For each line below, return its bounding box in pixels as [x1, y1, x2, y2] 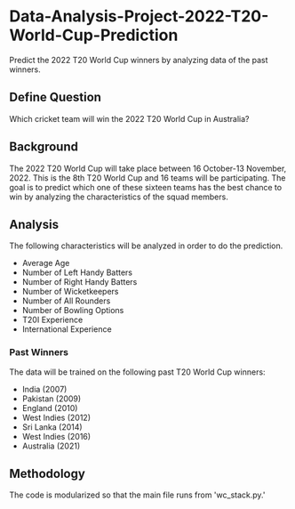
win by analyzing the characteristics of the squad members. [9, 191, 228, 202]
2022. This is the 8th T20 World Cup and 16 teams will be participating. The [9, 172, 286, 183]
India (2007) [21, 384, 68, 394]
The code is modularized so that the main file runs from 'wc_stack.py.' [9, 489, 266, 500]
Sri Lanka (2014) [21, 421, 83, 432]
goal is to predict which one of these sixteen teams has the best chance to [9, 182, 283, 192]
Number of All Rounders [21, 295, 111, 306]
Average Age [21, 258, 70, 269]
